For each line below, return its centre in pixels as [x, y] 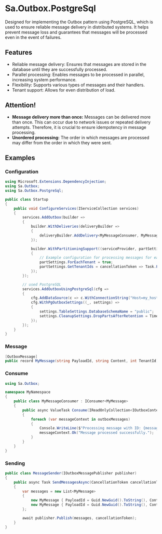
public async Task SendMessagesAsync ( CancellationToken [71, 482]
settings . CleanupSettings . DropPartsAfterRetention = [94, 316]
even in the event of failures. [33, 37]
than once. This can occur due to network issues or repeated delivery [81, 122]
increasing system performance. [44, 79]
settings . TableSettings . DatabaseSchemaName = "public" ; [97, 312]
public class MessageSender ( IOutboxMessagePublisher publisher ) [71, 473]
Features [19, 53]
